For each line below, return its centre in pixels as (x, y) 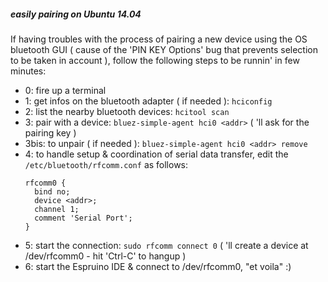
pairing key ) (50, 132)
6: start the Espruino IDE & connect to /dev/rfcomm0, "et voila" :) (158, 266)
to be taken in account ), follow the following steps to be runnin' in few (155, 60)
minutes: (28, 71)
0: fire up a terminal (65, 90)
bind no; (52, 191)
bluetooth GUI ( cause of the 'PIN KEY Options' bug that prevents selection (164, 49)
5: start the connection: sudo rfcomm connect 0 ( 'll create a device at (166, 245)
